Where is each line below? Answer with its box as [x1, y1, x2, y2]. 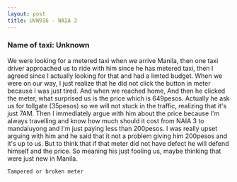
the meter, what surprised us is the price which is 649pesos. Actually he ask [7, 93, 230, 103]
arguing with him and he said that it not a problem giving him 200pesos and [7, 132, 228, 140]
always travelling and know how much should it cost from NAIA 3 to [7, 116, 204, 125]
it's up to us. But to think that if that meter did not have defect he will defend [7, 139, 229, 147]
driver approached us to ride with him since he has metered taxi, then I [7, 64, 214, 72]
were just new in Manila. [7, 154, 78, 163]
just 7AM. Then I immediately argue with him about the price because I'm [7, 109, 220, 118]
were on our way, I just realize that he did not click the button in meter [7, 79, 211, 87]
